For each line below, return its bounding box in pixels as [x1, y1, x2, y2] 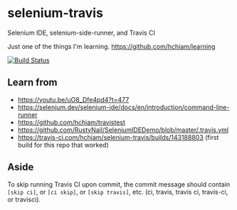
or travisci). [7, 195, 41, 204]
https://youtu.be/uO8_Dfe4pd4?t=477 [17, 95, 130, 104]
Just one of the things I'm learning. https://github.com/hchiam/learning [7, 42, 216, 50]
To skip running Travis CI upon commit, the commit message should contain [7, 179, 231, 189]
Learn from [7, 77, 58, 89]
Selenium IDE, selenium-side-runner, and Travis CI [7, 28, 155, 37]
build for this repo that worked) [17, 140, 109, 149]
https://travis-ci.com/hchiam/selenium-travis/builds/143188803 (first [17, 133, 219, 141]
